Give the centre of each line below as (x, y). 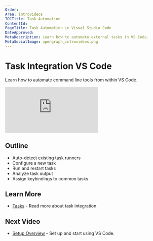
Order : (12, 10)
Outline (17, 146)
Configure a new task (34, 163)
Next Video (23, 222)
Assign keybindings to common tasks (50, 178)
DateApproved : (20, 33)
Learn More (23, 194)
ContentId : (16, 23)
